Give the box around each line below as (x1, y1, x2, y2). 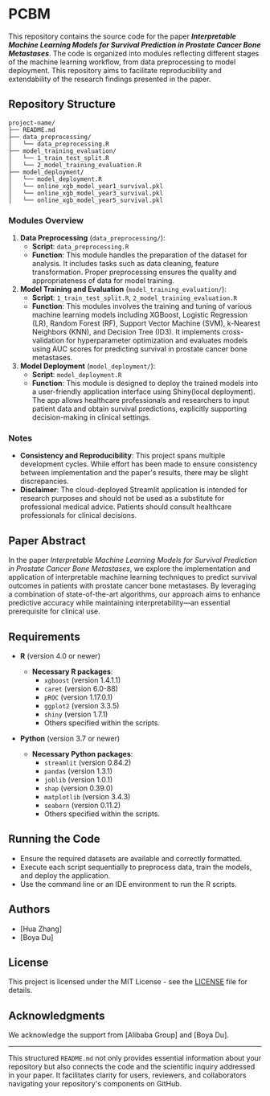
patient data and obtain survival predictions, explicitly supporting (31, 404, 247, 414)
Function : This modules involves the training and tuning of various (31, 302, 252, 311)
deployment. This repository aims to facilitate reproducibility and (8, 65, 223, 75)
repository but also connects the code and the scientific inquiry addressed (8, 1062, 256, 1072)
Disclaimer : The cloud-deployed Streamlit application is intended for (19, 485, 247, 495)
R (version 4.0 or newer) (19, 651, 101, 660)
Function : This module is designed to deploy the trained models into (31, 379, 259, 388)
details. (8, 986, 33, 995)
